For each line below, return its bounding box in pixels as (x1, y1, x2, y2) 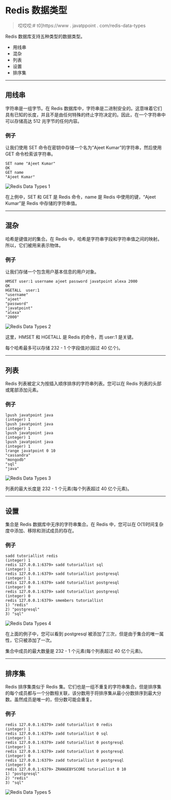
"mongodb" (5, 457, 26, 463)
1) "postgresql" (5, 771, 40, 777)
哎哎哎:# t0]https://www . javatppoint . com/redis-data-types (17, 22, 146, 29)
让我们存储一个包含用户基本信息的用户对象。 (5, 269, 99, 275)
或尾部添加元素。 (5, 387, 41, 393)
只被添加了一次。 (18, 637, 54, 644)
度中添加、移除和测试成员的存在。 (5, 528, 77, 534)
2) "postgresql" (5, 607, 40, 612)
